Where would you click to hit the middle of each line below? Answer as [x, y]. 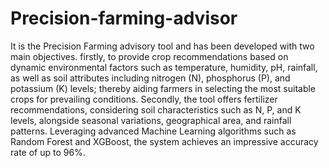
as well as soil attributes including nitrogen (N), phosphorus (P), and [150, 78]
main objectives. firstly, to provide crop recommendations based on [149, 56]
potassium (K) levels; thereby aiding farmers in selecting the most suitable [163, 88]
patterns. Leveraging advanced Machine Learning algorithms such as [153, 131]
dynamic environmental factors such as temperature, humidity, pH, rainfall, [164, 67]
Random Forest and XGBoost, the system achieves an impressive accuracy [164, 141]
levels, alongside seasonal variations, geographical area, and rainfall [151, 120]
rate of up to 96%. [48, 152]
